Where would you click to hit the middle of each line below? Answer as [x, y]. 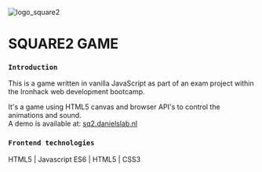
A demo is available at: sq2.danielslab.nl [73, 124]
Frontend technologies [51, 143]
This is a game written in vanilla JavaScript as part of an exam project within [131, 83]
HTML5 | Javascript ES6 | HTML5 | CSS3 [75, 159]
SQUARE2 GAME [64, 44]
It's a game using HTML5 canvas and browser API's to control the [115, 107]
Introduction [33, 68]
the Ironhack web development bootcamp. [76, 92]
